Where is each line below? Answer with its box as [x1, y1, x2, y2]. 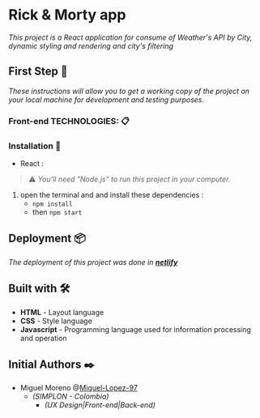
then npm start [32, 207, 83, 216]
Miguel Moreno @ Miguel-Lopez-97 [19, 383, 138, 393]
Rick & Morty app [8, 6, 126, 24]
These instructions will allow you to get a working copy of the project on [8, 86, 249, 96]
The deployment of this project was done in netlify [8, 257, 178, 267]
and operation [19, 333, 67, 343]
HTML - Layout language [19, 307, 104, 317]
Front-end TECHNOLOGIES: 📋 [8, 115, 130, 126]
